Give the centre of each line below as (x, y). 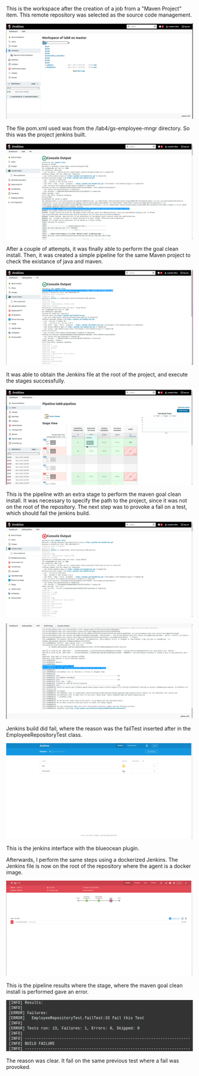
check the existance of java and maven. (54, 261)
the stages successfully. (36, 381)
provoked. (18, 1067)
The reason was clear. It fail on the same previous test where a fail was (93, 1061)
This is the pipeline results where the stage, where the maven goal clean (94, 985)
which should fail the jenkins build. (48, 513)
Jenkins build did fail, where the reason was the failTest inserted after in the (99, 728)
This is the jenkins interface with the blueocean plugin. (73, 848)
